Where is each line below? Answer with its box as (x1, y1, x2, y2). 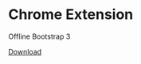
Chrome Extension (8, 6, 134, 24)
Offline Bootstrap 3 (8, 32, 71, 41)
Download (8, 47, 42, 56)
